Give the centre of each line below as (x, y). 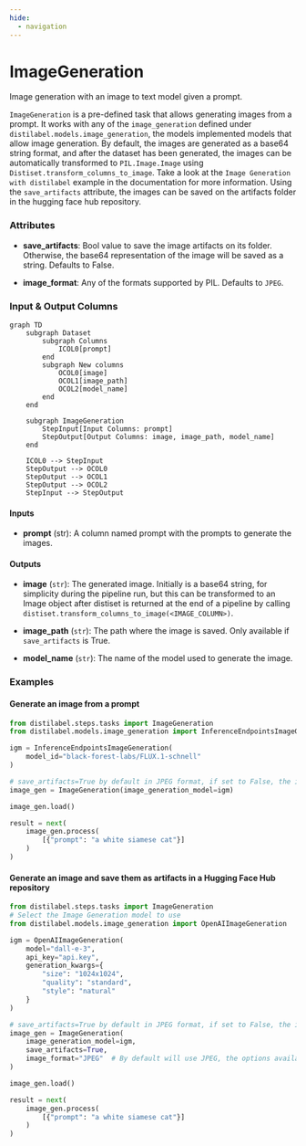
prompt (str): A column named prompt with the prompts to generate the (157, 533)
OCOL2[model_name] (93, 389)
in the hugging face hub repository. (76, 202)
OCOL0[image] (82, 373)
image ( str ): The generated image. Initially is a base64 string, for (145, 584)
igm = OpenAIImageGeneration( (67, 940)
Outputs (25, 563)
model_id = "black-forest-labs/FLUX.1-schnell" (114, 757)
